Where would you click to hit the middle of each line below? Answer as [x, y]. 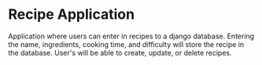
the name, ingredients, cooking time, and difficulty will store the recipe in [126, 44]
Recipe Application [72, 14]
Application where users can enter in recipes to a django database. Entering [131, 36]
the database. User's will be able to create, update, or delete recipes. [120, 52]
